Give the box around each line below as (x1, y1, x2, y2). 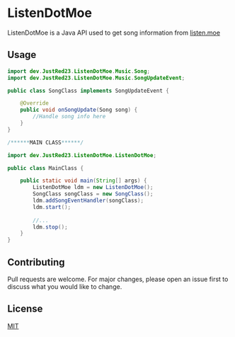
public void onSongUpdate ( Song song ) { (20, 106, 138, 114)
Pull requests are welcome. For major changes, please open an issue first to (7, 275, 229, 283)
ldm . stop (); (33, 223, 69, 231)
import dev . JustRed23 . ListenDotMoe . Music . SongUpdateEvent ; (7, 74, 185, 81)
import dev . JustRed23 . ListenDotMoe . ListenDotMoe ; (7, 152, 157, 159)
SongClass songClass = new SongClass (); (33, 190, 154, 198)
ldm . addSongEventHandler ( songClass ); (33, 197, 144, 204)
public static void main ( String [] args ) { (20, 177, 147, 185)
